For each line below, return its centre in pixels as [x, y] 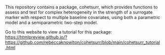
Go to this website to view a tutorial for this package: [59, 32]
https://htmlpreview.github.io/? [36, 37]
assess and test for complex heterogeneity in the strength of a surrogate [79, 12]
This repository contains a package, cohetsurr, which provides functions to [82, 7]
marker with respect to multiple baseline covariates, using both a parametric [83, 17]
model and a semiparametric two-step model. [51, 22]
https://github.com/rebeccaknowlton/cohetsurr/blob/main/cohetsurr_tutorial [83, 42]
